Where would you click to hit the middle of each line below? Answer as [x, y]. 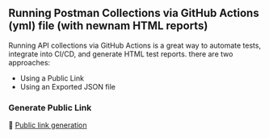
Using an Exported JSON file [67, 86]
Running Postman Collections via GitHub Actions [134, 13]
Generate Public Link [50, 107]
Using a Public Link [52, 78]
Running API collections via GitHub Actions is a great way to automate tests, [134, 45]
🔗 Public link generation [48, 125]
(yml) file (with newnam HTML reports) [108, 26]
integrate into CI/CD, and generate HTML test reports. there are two [121, 54]
